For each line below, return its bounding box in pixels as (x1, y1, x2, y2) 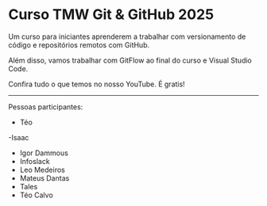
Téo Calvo (19, 190, 53, 200)
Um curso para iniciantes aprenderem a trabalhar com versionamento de (8, 32, 246, 41)
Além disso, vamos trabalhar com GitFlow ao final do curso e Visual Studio (8, 55, 252, 65)
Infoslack (19, 156, 50, 166)
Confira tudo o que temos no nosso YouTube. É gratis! (8, 79, 185, 89)
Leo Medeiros (19, 165, 65, 174)
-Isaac (8, 132, 29, 142)
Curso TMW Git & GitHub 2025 (8, 6, 215, 24)
